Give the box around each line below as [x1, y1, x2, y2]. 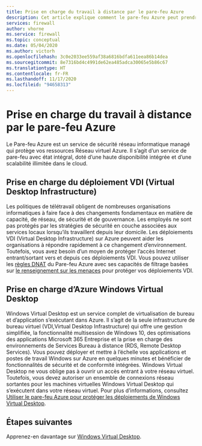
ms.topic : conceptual [6, 37, 61, 43]
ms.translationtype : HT [6, 65, 66, 71]
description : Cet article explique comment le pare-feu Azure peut [6, 14, 179, 21]
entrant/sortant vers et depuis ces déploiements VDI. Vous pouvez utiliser [6, 254, 189, 261]
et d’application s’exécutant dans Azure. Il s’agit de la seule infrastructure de [6, 316, 195, 323]
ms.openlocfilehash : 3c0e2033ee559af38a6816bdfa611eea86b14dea [6, 54, 168, 60]
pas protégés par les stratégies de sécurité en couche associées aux [6, 221, 177, 229]
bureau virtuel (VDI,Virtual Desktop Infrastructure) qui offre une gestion [6, 322, 183, 330]
